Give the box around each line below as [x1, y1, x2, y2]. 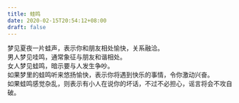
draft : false [7, 23, 46, 31]
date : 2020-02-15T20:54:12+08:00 [7, 17, 107, 24]
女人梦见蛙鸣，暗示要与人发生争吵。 [7, 62, 114, 70]
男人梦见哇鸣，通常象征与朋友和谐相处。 [7, 53, 126, 61]
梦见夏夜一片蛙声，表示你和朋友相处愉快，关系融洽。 [7, 44, 164, 53]
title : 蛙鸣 [7, 10, 41, 18]
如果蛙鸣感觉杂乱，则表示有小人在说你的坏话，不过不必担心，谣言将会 [7, 80, 214, 88]
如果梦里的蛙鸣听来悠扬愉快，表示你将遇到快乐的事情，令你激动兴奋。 [7, 70, 214, 79]
